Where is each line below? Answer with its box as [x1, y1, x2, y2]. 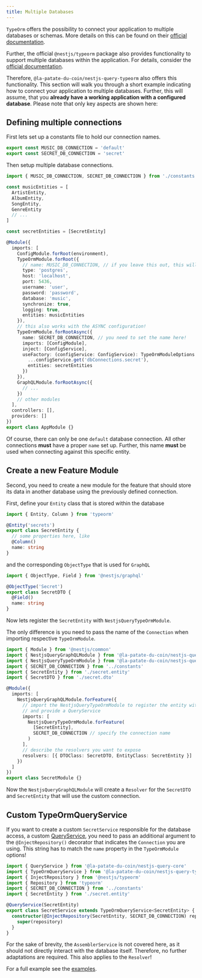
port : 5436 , [22, 278, 52, 285]
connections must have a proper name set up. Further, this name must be [6, 441, 186, 449]
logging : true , [22, 307, 61, 313]
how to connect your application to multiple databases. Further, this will [6, 87, 183, 94]
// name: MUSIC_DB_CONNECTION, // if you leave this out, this [22, 262, 185, 268]
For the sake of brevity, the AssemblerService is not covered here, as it [6, 941, 180, 948]
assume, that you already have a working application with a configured [6, 93, 186, 101]
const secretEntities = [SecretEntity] [6, 228, 106, 235]
